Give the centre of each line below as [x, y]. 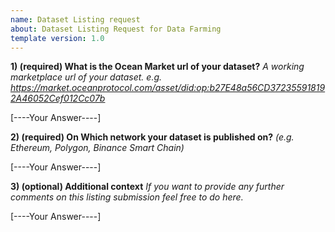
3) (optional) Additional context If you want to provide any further [147, 187]
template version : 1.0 [57, 38]
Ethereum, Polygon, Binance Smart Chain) [97, 148]
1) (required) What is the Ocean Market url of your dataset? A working [157, 67]
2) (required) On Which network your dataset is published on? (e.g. [152, 137]
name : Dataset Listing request [75, 19]
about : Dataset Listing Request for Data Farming [116, 29]
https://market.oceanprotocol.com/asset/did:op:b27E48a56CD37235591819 [168, 88]
